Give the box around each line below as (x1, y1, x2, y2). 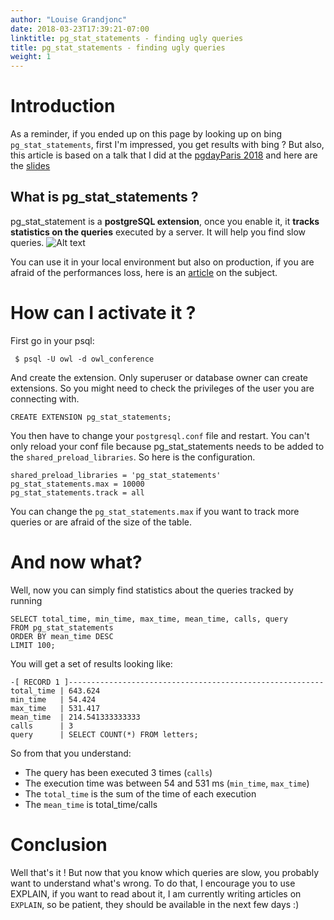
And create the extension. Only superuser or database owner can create (10, 371, 308, 383)
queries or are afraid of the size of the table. (10, 516, 192, 528)
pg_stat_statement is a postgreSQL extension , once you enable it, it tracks (10, 215, 320, 227)
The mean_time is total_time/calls (24, 798, 158, 810)
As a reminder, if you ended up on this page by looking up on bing (10, 128, 282, 140)
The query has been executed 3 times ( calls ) (24, 766, 213, 778)
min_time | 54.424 (10, 694, 97, 705)
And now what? (10, 551, 143, 573)
